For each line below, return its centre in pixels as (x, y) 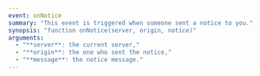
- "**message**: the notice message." (80, 60)
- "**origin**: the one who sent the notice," (94, 52)
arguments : (26, 38)
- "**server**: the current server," (78, 45)
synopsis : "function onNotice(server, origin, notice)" (102, 30)
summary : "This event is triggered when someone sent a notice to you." (131, 23)
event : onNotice (35, 15)
